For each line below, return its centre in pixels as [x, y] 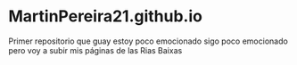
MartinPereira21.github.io [105, 16]
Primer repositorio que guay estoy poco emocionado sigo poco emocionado [148, 41]
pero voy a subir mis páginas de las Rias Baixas [95, 50]
